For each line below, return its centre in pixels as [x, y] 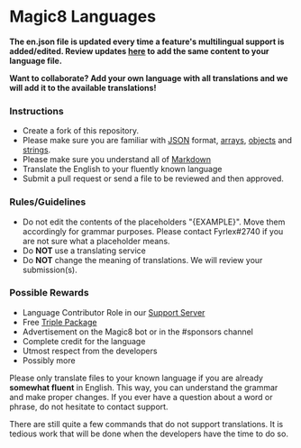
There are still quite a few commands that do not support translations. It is [146, 424]
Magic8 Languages [82, 17]
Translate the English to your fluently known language [122, 169]
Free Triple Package [59, 322]
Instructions [37, 111]
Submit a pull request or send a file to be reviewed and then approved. [153, 178]
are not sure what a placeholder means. [96, 241]
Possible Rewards [49, 293]
